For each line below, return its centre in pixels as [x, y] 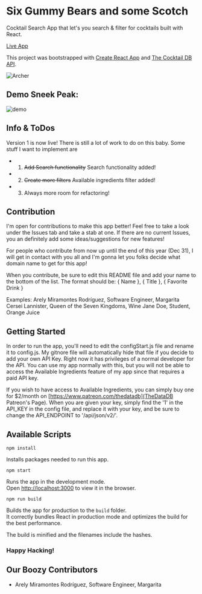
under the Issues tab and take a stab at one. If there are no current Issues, [98, 233]
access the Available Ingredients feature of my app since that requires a [96, 371]
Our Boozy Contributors [52, 570]
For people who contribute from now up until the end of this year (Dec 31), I [100, 251]
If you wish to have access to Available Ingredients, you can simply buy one [100, 390]
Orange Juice [23, 312]
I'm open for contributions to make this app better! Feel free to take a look [98, 226]
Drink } [15, 288]
